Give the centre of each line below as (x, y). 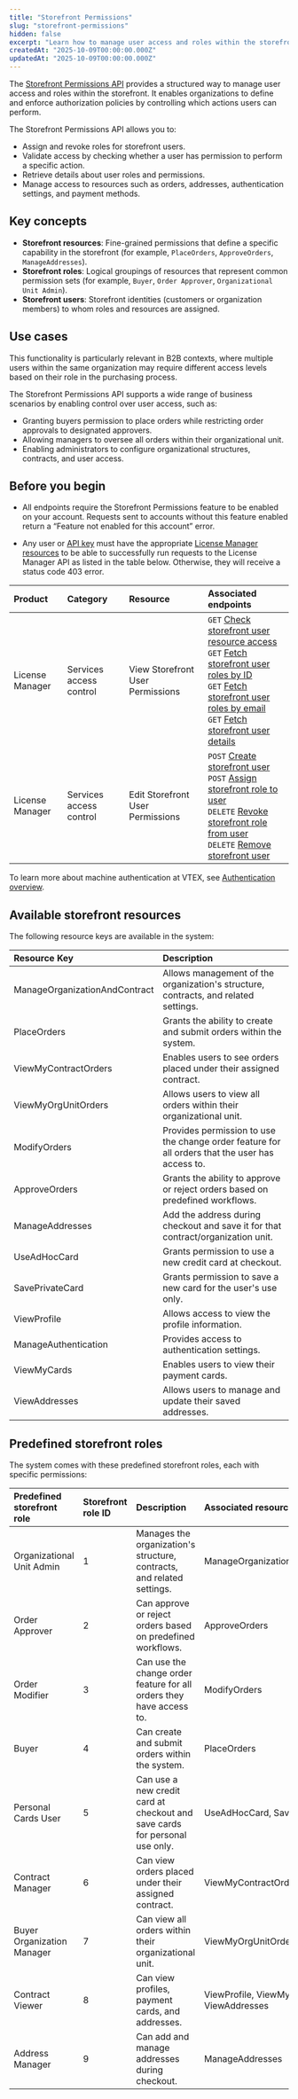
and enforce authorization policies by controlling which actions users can (143, 102)
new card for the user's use (220, 1288)
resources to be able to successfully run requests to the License (139, 553)
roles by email (237, 709)
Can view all (161, 1919)
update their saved (202, 1401)
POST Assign (232, 779)
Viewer (28, 2006)
